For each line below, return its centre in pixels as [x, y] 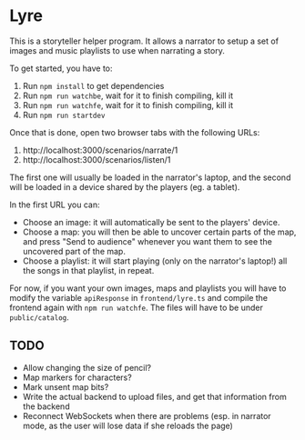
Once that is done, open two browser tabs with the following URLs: [135, 132]
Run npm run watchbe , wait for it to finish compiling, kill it [128, 95]
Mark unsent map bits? [66, 386]
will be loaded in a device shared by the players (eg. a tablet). [125, 186]
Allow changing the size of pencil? [87, 367]
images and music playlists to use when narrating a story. [117, 50]
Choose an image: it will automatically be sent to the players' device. [151, 222]
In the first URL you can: [55, 205]
